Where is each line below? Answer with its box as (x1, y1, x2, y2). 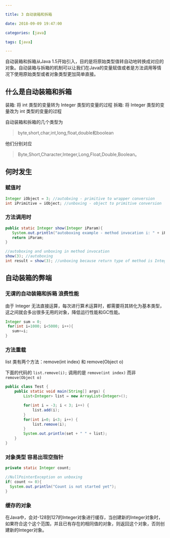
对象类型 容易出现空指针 (5, 453, 64, 460)
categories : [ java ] (5, 30, 47, 36)
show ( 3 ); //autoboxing (5, 254, 53, 259)
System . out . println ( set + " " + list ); (23, 431, 108, 436)
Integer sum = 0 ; (5, 319, 42, 324)
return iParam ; (12, 235, 44, 240)
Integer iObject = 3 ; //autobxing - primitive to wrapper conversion (5, 196, 155, 201)
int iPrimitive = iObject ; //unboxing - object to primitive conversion (5, 201, 162, 206)
